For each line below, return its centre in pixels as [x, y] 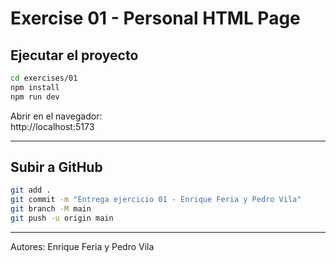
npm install [35, 87]
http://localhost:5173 [52, 126]
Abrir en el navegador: [56, 116]
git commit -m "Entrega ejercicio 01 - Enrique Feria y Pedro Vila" [156, 200]
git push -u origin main [62, 218]
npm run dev [35, 97]
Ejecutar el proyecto [74, 55]
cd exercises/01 [44, 78]
